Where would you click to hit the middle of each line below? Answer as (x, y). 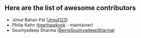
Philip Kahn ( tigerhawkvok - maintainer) (52, 25)
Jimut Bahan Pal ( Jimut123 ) (40, 19)
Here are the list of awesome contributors (70, 8)
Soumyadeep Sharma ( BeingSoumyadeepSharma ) (63, 30)
